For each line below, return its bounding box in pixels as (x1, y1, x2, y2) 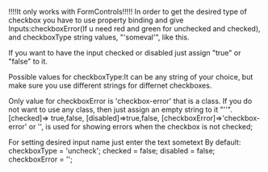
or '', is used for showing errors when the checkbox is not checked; (28, 122, 253, 131)
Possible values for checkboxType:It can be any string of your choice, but (8, 72, 253, 81)
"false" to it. (8, 56, 48, 66)
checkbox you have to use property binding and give (8, 15, 184, 25)
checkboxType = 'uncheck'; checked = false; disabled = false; (8, 146, 216, 155)
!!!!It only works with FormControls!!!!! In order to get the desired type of (8, 7, 248, 16)
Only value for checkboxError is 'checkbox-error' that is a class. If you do (8, 96, 253, 105)
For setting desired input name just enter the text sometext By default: (8, 137, 241, 147)
